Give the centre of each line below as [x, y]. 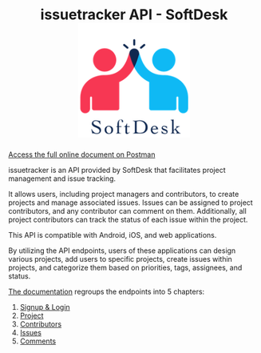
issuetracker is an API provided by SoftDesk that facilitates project [117, 170]
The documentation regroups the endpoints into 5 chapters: [107, 291]
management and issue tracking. [62, 179]
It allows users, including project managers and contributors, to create [124, 194]
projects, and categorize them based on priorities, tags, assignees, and [125, 267]
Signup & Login [45, 307]
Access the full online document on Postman [82, 154]
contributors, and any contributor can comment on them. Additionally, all [128, 211]
